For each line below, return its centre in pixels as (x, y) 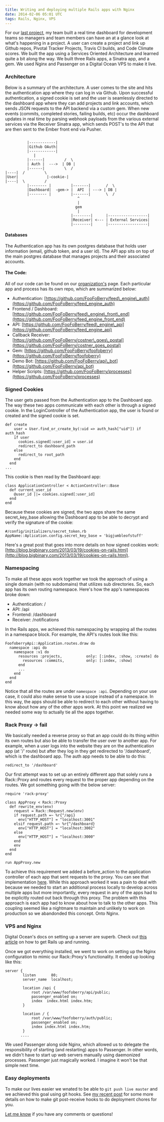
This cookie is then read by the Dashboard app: (53, 477)
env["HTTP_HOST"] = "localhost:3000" (57, 837)
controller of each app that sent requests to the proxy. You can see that (77, 876)
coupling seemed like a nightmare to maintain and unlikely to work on (75, 908)
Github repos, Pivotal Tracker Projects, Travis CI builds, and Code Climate (79, 48)
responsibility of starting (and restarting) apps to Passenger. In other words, (82, 1050)
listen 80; (40, 975)
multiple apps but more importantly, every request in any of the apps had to (81, 892)
